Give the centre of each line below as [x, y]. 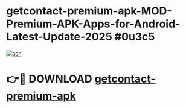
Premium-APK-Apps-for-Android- [93, 24]
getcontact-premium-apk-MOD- [89, 11]
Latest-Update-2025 [59, 37]
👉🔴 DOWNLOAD [49, 79]
